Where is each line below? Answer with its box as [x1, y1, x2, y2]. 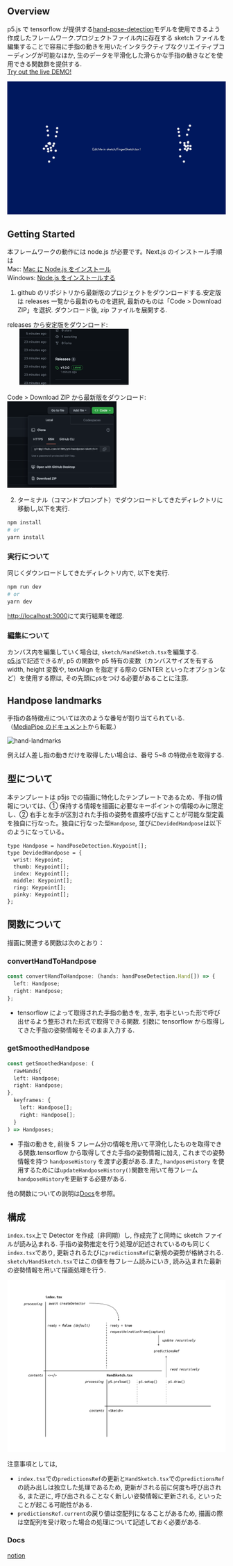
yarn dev [7, 598, 33, 606]
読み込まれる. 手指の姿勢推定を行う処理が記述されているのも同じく [19, 1240, 212, 1248]
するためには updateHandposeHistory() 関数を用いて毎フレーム [23, 1165, 198, 1174]
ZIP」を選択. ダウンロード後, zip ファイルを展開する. [17, 306, 168, 314]
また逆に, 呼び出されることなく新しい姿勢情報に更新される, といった [26, 1492, 223, 1500]
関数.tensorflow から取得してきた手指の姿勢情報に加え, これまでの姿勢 [23, 1148, 225, 1156]
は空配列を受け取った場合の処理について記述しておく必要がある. [17, 1517, 201, 1526]
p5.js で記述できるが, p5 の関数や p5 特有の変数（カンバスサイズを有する [7, 656, 214, 665]
